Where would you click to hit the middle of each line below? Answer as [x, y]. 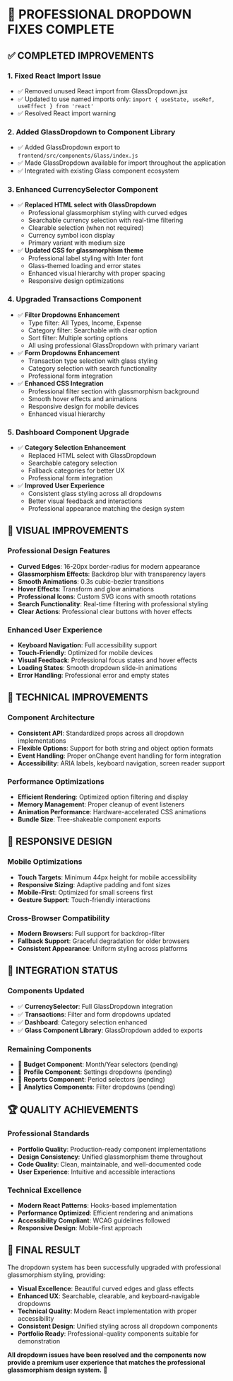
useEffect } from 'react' [55, 106]
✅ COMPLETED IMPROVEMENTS [80, 56]
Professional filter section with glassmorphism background [114, 391]
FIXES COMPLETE [61, 29]
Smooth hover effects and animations [83, 398]
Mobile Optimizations [45, 862]
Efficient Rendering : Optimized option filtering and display [103, 797]
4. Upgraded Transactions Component [74, 299]
